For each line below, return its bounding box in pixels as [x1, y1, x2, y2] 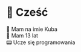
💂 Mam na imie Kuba [6, 25, 57, 33]
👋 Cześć [6, 5, 48, 19]
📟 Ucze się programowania [6, 39, 76, 46]
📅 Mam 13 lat [6, 31, 38, 39]
